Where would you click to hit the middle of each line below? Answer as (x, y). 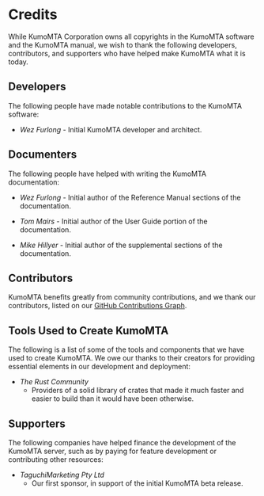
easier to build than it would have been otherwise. (113, 399)
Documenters (43, 155)
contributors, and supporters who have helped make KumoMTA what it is (127, 53)
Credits (33, 15)
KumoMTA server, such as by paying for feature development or (113, 451)
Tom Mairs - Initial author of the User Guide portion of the (113, 221)
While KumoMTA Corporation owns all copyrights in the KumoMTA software (131, 36)
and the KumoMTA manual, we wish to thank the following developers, (123, 44)
